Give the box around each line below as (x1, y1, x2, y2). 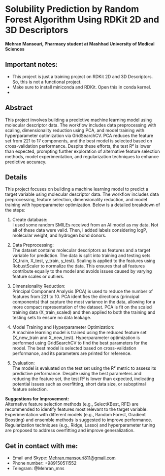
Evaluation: (12, 360, 35, 366)
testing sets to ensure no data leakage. (12, 315, 92, 321)
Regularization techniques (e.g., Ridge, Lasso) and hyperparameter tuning (5, 422, 155, 428)
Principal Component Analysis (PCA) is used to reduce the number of (12, 288, 153, 295)
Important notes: (5, 60, 58, 69)
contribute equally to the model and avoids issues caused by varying (12, 268, 152, 274)
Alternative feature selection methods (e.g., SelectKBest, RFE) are (5, 401, 139, 407)
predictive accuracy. (5, 159, 47, 165)
